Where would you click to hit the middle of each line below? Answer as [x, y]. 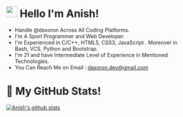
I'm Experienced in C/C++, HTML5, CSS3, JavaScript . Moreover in [96, 42]
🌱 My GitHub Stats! [54, 91]
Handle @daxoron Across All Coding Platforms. [72, 30]
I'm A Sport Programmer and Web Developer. [70, 36]
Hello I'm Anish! [59, 14]
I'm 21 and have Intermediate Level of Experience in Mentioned [91, 55]
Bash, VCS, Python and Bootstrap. [56, 49]
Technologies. [32, 61]
